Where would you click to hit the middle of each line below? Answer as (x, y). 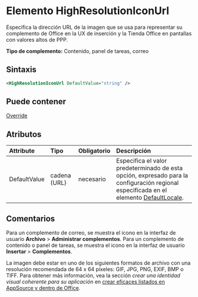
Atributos (24, 134)
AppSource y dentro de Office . (43, 288)
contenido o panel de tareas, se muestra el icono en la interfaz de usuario (95, 245)
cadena (61, 176)
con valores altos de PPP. (37, 39)
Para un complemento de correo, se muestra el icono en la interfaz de (91, 233)
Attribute (22, 151)
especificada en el (141, 190)
